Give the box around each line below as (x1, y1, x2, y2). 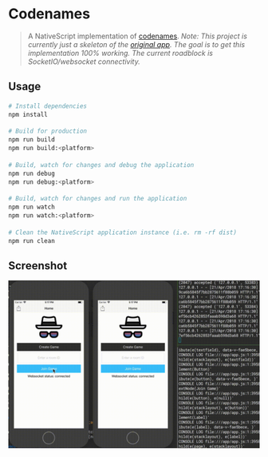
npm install (8, 110, 48, 118)
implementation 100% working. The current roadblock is (27, 48, 214, 58)
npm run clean (8, 236, 56, 244)
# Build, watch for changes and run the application (8, 195, 187, 203)
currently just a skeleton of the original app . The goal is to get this (27, 39, 246, 49)
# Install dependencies (8, 101, 88, 110)
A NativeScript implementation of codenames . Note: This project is (27, 31, 247, 41)
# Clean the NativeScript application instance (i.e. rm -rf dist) (8, 228, 238, 236)
